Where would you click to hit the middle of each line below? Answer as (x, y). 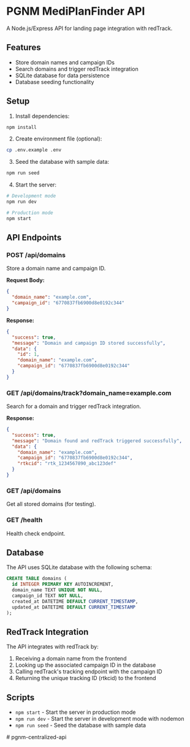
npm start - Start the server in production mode (75, 712)
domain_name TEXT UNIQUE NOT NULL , (57, 590)
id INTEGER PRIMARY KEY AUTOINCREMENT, (63, 584)
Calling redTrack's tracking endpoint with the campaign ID (89, 672)
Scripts (21, 697)
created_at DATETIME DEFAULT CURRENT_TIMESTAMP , (75, 601)
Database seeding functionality (55, 82)
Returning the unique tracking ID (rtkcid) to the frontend (85, 678)
